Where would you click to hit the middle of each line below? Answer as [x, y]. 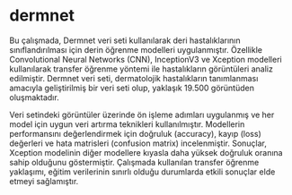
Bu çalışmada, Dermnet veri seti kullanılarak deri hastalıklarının [125, 40]
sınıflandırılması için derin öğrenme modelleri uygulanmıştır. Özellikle [136, 49]
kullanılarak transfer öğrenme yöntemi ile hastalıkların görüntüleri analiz [142, 69]
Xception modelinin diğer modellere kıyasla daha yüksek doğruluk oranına [146, 152]
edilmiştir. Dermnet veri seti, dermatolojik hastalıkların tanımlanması [134, 78]
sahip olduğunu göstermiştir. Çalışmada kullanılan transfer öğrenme [134, 162]
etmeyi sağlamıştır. [44, 181]
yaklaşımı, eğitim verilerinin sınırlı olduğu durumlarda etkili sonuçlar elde [142, 172]
